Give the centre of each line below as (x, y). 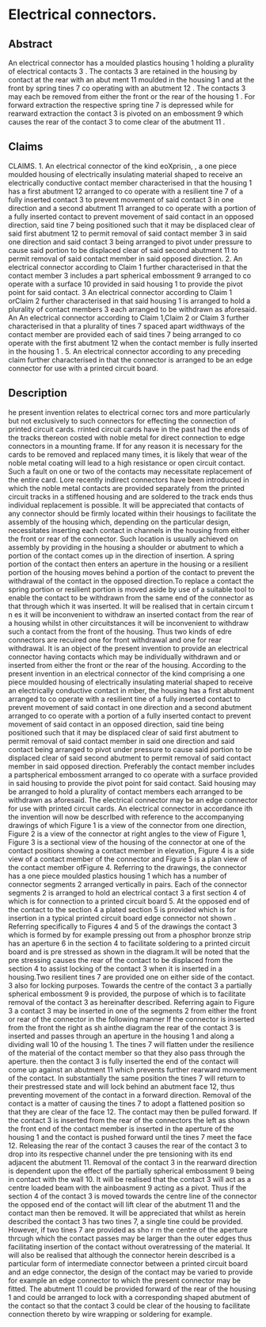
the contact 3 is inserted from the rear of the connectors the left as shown (129, 1120)
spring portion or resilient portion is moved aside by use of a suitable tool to (131, 589)
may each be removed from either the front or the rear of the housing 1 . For (132, 96)
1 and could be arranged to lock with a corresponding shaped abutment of (129, 1297)
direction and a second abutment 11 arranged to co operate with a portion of (132, 208)
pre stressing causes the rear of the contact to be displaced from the (121, 960)
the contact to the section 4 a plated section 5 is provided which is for (122, 909)
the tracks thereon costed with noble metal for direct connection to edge (127, 437)
